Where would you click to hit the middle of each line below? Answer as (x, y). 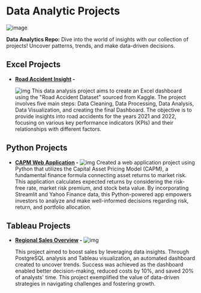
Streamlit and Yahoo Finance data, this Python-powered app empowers (103, 194)
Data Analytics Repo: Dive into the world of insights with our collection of (97, 39)
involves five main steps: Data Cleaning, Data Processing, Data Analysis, (104, 103)
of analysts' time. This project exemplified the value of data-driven (97, 277)
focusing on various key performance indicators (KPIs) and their (94, 122)
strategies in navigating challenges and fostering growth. (85, 284)
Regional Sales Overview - (49, 240)
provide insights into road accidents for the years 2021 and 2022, (96, 116)
